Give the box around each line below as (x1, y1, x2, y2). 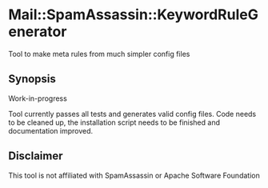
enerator (8, 22, 67, 41)
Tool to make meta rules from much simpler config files (8, 49, 190, 58)
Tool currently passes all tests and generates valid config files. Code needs (8, 109, 257, 118)
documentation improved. (8, 126, 94, 135)
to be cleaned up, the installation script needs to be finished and (8, 118, 220, 127)
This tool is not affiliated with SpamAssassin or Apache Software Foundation (8, 170, 260, 180)
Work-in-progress (8, 94, 68, 103)
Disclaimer (8, 150, 63, 163)
